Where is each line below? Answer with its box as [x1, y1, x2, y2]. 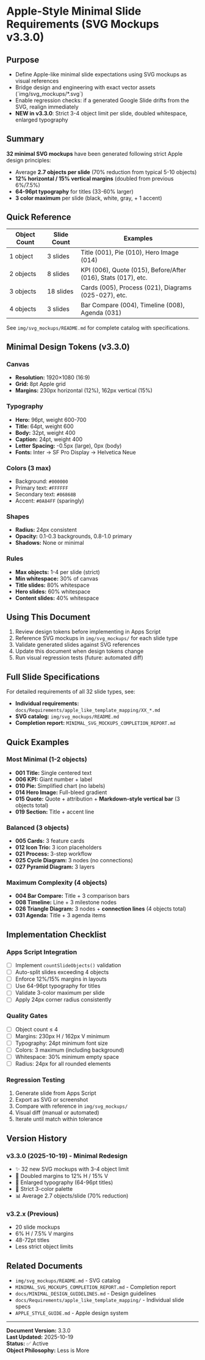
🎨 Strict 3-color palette [15, 1185, 73, 1193]
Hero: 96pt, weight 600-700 [15, 416, 87, 423]
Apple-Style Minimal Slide [6, 4, 142, 18]
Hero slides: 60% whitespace [15, 587, 90, 595]
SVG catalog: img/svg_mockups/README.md [15, 713, 120, 720]
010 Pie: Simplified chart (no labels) [15, 782, 106, 789]
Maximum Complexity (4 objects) [6, 878, 108, 887]
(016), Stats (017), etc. [81, 273, 148, 282]
